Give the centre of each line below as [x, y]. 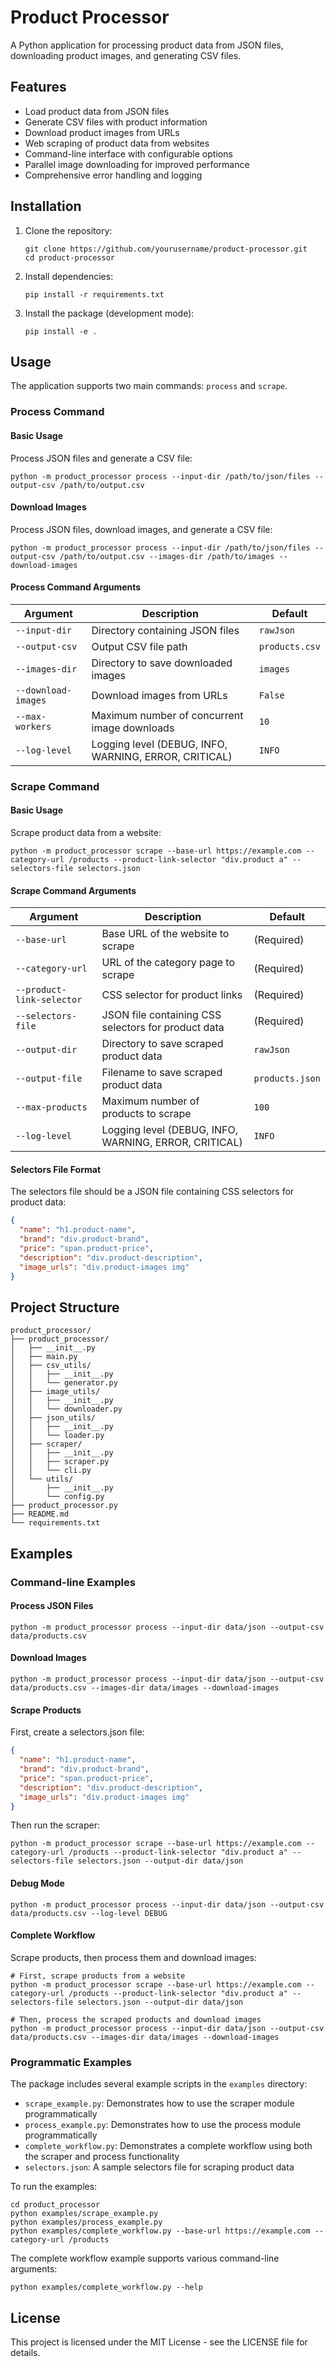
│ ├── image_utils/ [55, 1392]
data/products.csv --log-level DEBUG [89, 1913]
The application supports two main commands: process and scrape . [149, 386]
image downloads [133, 728]
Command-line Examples [73, 1582]
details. [25, 2352]
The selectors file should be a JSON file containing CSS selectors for [152, 1192]
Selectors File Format [56, 1169]
